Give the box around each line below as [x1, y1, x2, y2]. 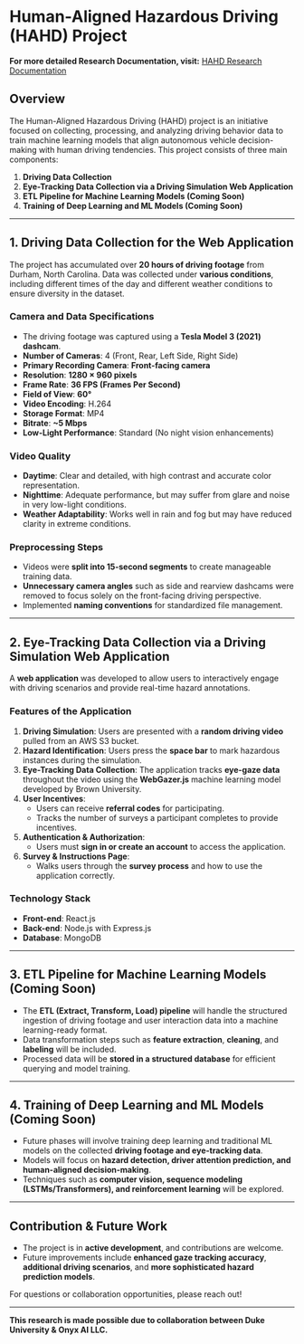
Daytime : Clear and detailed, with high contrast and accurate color [22, 471, 272, 481]
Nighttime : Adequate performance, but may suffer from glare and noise [22, 490, 290, 500]
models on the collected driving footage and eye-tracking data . [22, 1145, 263, 1156]
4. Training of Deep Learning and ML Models [9, 1098, 264, 1113]
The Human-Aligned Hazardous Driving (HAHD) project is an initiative [9, 115, 269, 126]
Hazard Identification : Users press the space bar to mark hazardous [22, 745, 280, 756]
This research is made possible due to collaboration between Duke [9, 1315, 265, 1326]
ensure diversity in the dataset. [9, 288, 125, 299]
